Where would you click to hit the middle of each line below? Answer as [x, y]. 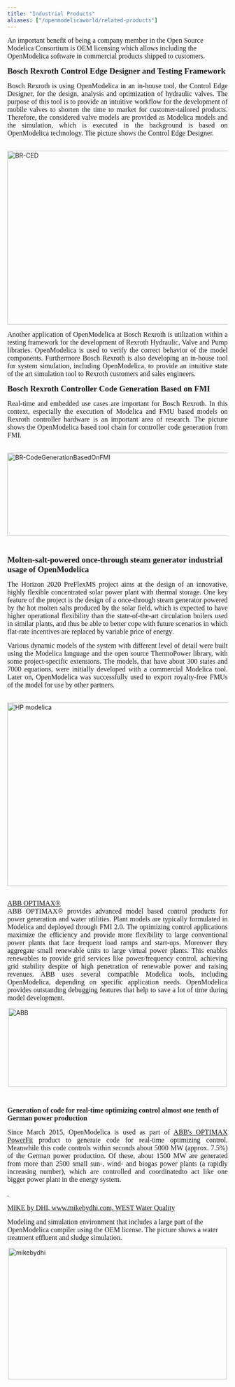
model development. [36, 998]
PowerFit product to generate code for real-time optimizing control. [117, 1140]
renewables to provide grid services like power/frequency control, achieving [117, 958]
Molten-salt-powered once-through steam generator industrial [115, 559]
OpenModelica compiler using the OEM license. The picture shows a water [113, 1230]
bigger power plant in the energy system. [64, 1179]
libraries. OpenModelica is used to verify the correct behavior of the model [117, 350]
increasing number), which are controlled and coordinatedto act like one [117, 1171]
